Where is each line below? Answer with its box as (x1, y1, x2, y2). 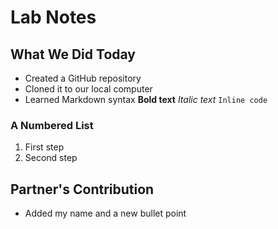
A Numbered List (10, 118, 94, 132)
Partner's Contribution (10, 181, 155, 198)
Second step (24, 152, 78, 164)
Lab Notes (10, 6, 97, 29)
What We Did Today (10, 46, 136, 63)
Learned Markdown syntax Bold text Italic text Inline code (24, 94, 268, 105)
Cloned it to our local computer (24, 83, 153, 95)
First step (24, 141, 65, 153)
